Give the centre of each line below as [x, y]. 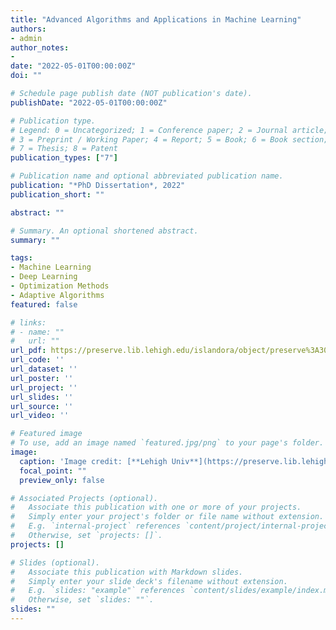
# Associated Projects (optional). [84, 498]
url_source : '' [42, 406]
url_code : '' [37, 360]
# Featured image [46, 434]
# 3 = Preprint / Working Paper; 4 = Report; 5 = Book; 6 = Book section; [169, 139]
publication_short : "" [57, 194]
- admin [26, 38]
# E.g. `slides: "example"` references [98, 591]
